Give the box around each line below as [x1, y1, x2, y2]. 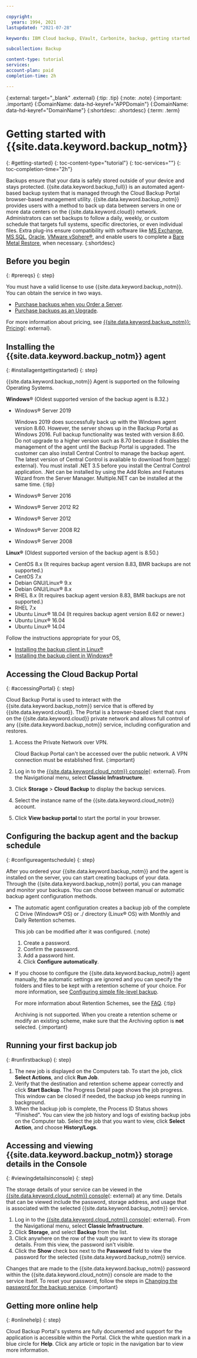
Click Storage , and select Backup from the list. [14, 1229, 128, 1236]
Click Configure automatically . [23, 958, 99, 965]
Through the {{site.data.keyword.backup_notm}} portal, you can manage [6, 880, 182, 887]
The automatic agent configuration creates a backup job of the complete [14, 904, 191, 911]
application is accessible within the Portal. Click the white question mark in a [6, 1334, 191, 1341]
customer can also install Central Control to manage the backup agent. [14, 450, 186, 457]
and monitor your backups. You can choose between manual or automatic [6, 886, 185, 894]
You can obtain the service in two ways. [6, 289, 103, 297]
